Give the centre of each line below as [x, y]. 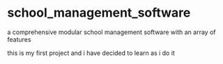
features [19, 39]
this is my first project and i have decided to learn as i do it [91, 53]
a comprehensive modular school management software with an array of [111, 32]
